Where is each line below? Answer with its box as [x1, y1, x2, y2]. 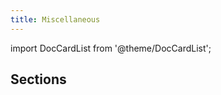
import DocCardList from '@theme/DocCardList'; [10, 42, 212, 54]
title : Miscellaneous [10, 14, 101, 25]
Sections [10, 71, 67, 88]
